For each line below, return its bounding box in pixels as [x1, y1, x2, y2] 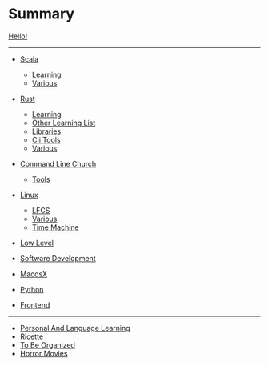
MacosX [19, 269, 48, 279]
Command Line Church [19, 159, 97, 168]
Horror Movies [19, 348, 68, 358]
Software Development [19, 253, 96, 263]
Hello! [8, 31, 28, 41]
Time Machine [31, 222, 79, 232]
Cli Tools [31, 135, 62, 144]
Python [19, 284, 44, 294]
